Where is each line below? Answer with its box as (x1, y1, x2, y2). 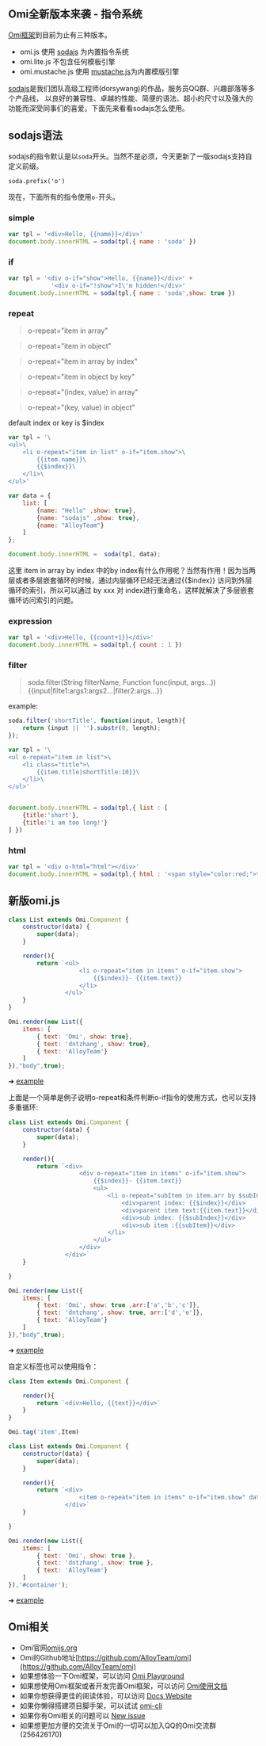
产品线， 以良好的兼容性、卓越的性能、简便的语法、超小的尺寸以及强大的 (14, 94, 253, 103)
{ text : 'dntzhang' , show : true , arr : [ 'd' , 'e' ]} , (36, 1309, 203, 1317)
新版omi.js (8, 894, 61, 907)
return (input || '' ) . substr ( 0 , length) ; (22, 724, 161, 732)
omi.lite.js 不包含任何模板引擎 (19, 56, 116, 66)
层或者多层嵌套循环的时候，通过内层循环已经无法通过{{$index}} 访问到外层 (8, 575, 253, 585)
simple (8, 212, 36, 224)
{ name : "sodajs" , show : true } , (36, 514, 140, 522)
